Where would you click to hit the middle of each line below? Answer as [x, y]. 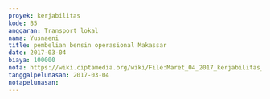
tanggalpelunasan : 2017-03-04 [59, 75]
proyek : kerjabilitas [45, 16]
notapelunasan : [34, 82]
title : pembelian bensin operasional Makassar [88, 46]
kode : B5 [23, 23]
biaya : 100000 [32, 61]
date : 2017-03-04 [37, 53]
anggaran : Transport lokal [53, 30]
